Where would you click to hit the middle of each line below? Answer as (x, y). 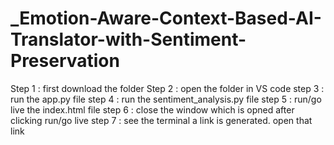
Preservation (65, 61)
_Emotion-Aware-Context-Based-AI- (166, 18)
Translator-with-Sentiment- (128, 39)
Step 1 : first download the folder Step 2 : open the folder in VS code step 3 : (167, 88)
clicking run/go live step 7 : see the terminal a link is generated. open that (161, 120)
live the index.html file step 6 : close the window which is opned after (152, 109)
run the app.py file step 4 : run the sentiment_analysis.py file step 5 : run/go (166, 99)
